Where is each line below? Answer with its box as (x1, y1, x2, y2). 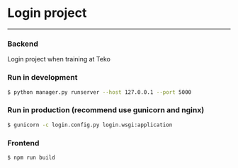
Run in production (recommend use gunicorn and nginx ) (7, 105, 205, 115)
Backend (7, 39, 39, 49)
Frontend (7, 138, 40, 148)
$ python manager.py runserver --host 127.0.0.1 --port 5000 (7, 88, 192, 96)
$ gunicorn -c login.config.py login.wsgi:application (7, 121, 173, 128)
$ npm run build (7, 154, 55, 161)
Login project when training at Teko (7, 55, 111, 64)
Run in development (7, 73, 78, 83)
